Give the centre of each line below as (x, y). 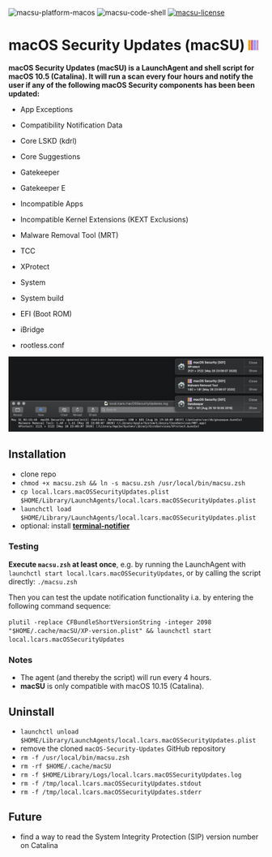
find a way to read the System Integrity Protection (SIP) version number (139, 837)
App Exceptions (47, 109)
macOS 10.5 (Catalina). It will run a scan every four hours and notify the (131, 76)
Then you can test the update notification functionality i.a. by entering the (131, 597)
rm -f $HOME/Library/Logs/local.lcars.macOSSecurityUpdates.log (131, 775)
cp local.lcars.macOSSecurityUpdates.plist (95, 492)
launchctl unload (49, 732)
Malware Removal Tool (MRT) (69, 235)
